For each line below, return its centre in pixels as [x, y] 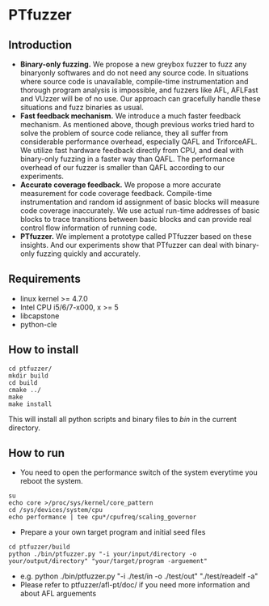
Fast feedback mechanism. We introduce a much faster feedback [130, 116]
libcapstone [40, 316]
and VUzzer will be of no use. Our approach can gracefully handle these [140, 98]
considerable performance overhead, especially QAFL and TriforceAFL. [139, 142]
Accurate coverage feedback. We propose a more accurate [120, 185]
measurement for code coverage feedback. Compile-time [116, 193]
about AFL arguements [58, 594]
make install [30, 404]
